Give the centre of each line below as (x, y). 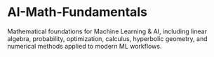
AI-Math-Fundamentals (77, 12)
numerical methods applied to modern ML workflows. (85, 46)
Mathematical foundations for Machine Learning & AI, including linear (107, 31)
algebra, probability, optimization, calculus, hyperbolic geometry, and (107, 38)
